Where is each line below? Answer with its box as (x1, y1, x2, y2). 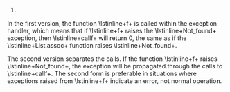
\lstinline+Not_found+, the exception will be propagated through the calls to (7, 62, 223, 70)
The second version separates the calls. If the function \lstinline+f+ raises (7, 55, 218, 63)
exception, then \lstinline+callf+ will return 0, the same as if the (7, 34, 187, 42)
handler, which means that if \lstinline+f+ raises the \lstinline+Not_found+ (7, 27, 217, 35)
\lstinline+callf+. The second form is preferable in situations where (7, 69, 197, 77)
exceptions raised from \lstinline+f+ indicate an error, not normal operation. (7, 77, 222, 85)
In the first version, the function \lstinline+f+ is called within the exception (7, 19, 217, 27)
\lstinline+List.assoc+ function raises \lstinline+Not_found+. (7, 42, 177, 49)
